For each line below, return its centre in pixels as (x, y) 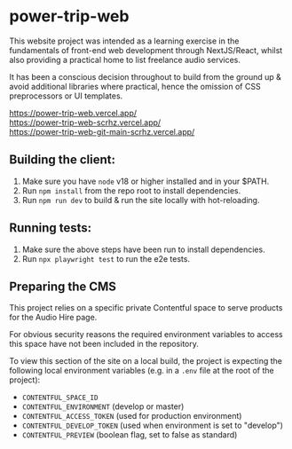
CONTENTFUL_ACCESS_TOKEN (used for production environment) (132, 416)
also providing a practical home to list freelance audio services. (125, 59)
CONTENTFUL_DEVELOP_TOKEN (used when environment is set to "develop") (153, 425)
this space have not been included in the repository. (104, 344)
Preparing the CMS (63, 286)
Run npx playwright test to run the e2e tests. (106, 258)
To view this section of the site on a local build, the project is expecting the (146, 361)
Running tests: (51, 228)
